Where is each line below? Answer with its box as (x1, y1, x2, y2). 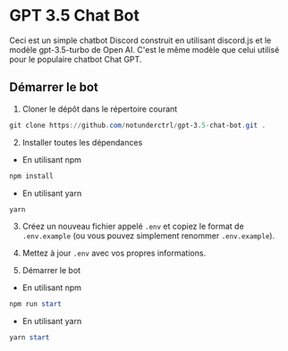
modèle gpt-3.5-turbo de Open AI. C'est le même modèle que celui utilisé (9, 44, 280, 54)
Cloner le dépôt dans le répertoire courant (21, 104, 178, 114)
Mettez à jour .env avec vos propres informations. (21, 247, 207, 259)
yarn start (9, 333, 50, 342)
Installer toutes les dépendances (21, 137, 143, 147)
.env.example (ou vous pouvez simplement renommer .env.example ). (21, 230, 275, 241)
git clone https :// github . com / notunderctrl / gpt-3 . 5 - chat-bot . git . (9, 121, 267, 130)
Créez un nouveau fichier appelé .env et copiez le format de (21, 221, 244, 232)
